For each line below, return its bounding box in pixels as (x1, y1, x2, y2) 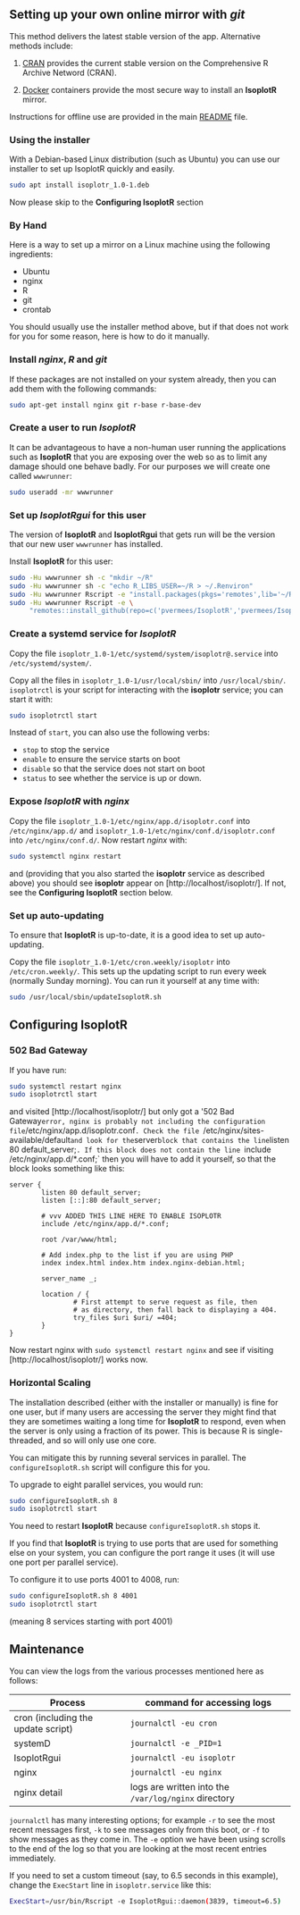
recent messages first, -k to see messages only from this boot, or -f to (9, 1824, 270, 1835)
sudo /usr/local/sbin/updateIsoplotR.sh (9, 992, 162, 1002)
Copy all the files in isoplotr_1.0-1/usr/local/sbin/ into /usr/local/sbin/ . (9, 675, 287, 685)
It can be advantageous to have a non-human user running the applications (9, 441, 287, 452)
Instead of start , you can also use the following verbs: (9, 727, 210, 738)
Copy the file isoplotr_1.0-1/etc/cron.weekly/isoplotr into (9, 956, 230, 967)
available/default (9, 1135, 71, 1146)
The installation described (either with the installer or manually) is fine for (9, 1397, 279, 1407)
